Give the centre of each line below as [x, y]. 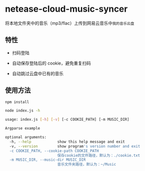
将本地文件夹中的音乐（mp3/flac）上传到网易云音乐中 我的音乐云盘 [70, 23]
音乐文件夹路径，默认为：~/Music [87, 165]
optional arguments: [26, 137]
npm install [17, 102]
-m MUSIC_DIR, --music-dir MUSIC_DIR [48, 160]
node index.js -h [23, 111]
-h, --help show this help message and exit [67, 142]
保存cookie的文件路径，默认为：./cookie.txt [99, 155]
